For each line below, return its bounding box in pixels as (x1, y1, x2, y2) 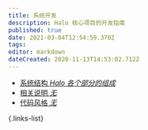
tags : (8, 41, 26, 49)
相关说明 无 (19, 87, 57, 97)
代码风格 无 (19, 98, 57, 107)
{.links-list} (8, 113, 44, 123)
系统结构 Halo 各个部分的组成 (19, 78, 116, 87)
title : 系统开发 (8, 11, 57, 20)
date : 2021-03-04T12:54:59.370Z (8, 33, 115, 42)
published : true (8, 26, 62, 34)
